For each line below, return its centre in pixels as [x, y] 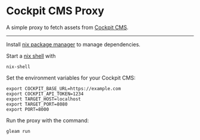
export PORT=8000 [28, 109]
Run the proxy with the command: [48, 120]
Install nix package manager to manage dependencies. [74, 44]
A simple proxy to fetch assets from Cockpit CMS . [68, 27]
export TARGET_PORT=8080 [37, 104]
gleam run [18, 131]
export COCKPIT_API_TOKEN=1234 [45, 94]
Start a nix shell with [31, 56]
